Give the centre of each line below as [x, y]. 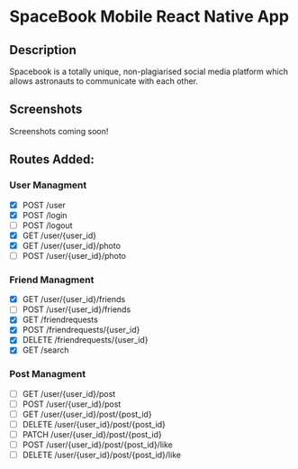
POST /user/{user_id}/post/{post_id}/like [97, 445]
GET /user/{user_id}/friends [74, 299]
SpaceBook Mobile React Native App [149, 17]
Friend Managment [52, 280]
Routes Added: [52, 160]
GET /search [45, 350]
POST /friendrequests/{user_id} [81, 330]
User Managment [48, 185]
